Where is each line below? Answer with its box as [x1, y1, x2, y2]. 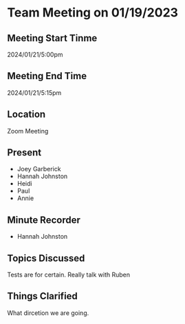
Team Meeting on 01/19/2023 [7, 5, 179, 21]
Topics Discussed [7, 252, 85, 264]
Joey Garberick [17, 165, 61, 173]
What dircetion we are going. [7, 308, 89, 317]
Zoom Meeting [7, 127, 49, 135]
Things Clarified [7, 290, 78, 302]
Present [7, 147, 42, 159]
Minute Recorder [7, 214, 80, 226]
